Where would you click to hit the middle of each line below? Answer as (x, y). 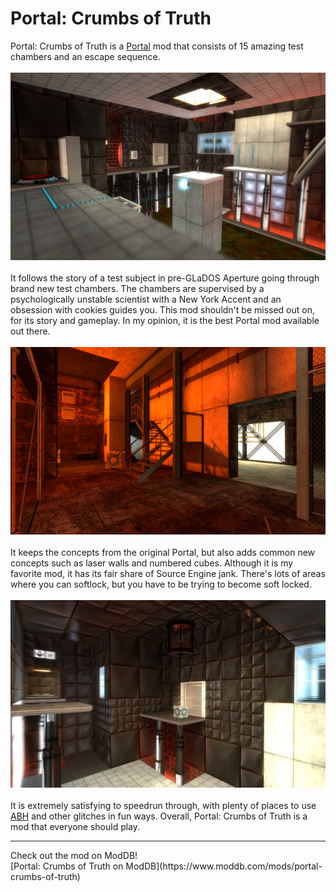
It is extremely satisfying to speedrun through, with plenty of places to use (163, 805)
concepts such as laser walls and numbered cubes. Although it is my (152, 563)
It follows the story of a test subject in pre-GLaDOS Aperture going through (165, 278)
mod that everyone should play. (75, 826)
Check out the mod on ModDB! (74, 855)
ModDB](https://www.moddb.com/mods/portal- (224, 866)
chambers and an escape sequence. (85, 56)
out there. (30, 331)
